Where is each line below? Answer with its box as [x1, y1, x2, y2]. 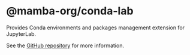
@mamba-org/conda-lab [6, 4, 134, 18]
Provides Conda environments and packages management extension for [6, 24, 185, 31]
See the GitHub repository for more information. [6, 42, 125, 49]
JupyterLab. [6, 30, 37, 37]
